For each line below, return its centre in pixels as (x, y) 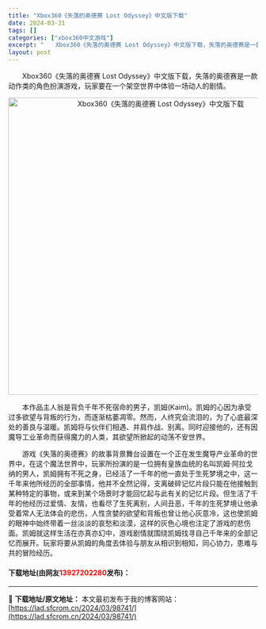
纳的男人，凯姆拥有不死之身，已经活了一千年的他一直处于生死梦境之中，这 (129, 474)
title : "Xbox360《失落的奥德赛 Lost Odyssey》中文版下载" (98, 15)
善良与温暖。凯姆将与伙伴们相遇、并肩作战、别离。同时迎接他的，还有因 (140, 427)
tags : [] (23, 30)
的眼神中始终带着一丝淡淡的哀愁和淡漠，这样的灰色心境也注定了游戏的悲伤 (129, 523)
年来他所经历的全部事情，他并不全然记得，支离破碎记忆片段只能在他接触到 (136, 483)
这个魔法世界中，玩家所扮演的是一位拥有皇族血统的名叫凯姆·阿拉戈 (144, 464)
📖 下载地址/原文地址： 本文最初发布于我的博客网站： (94, 599)
